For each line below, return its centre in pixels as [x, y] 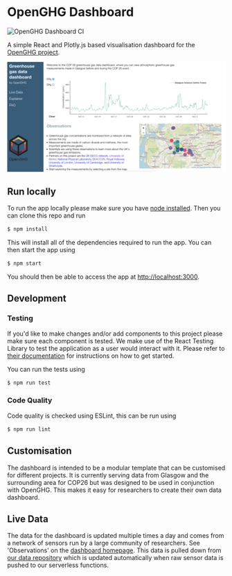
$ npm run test [29, 383]
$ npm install [28, 229]
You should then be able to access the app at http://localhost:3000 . [103, 277]
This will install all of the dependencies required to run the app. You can [109, 242]
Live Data [28, 519]
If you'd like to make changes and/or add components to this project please [115, 334]
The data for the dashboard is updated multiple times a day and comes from [116, 536]
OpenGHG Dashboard [71, 12]
